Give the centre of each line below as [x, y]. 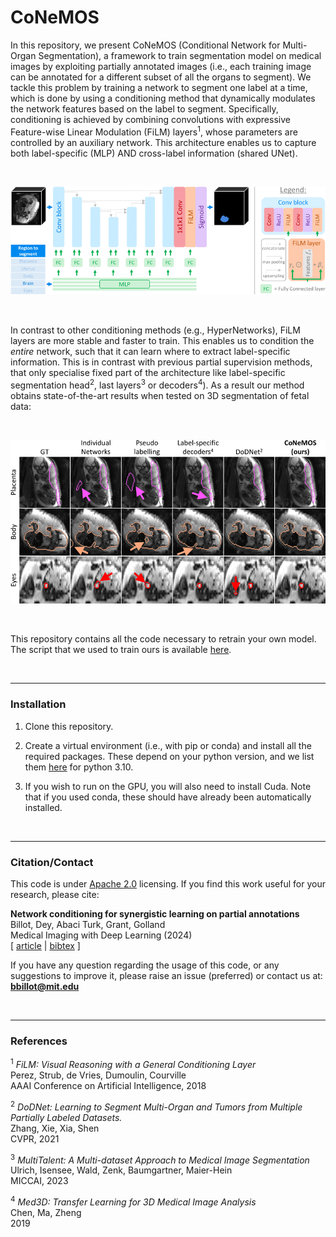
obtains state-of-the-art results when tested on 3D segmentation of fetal [160, 395]
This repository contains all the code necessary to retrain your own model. [163, 639]
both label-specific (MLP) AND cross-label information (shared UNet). [154, 153]
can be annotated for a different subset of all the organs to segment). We [161, 77]
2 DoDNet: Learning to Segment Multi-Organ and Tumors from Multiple [156, 1106]
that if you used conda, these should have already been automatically [168, 797]
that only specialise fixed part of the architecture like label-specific [148, 373]
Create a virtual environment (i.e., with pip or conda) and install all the [168, 745]
